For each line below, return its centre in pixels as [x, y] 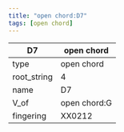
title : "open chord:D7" [48, 16]
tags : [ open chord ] [41, 23]
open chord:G [86, 102]
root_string [33, 77]
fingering [29, 115]
